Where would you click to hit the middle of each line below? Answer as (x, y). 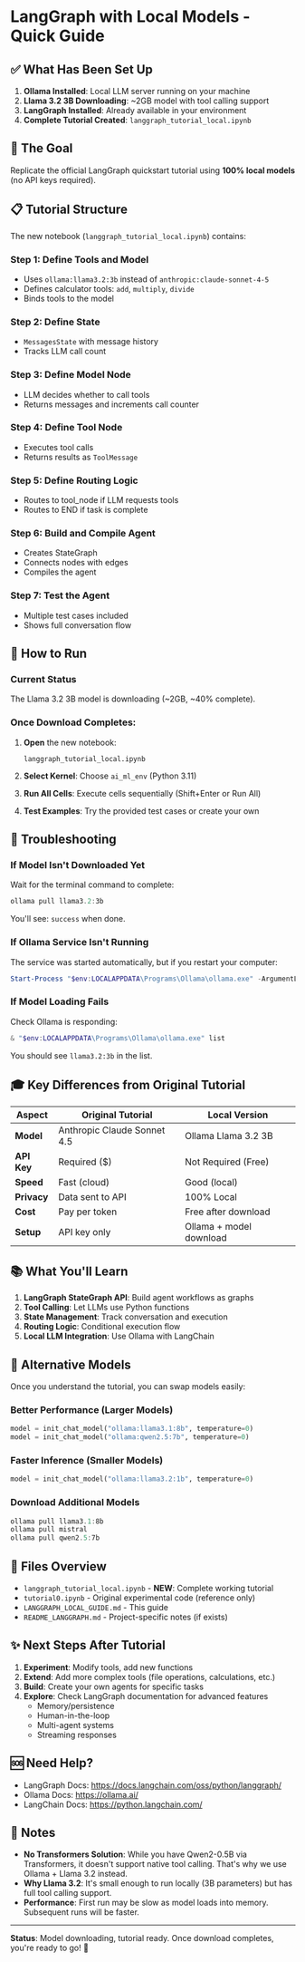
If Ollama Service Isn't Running (80, 942)
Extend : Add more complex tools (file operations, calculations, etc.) (149, 1677)
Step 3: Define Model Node (71, 375)
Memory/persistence (76, 1706)
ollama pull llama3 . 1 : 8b (57, 1521)
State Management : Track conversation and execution (126, 1317)
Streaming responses (76, 1735)
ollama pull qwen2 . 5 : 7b (55, 1538)
